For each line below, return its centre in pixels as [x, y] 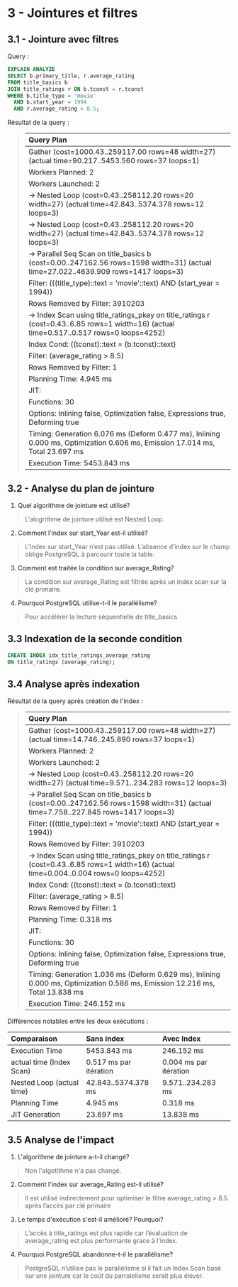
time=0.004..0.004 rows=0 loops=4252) [97, 873]
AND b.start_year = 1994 [50, 102]
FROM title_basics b [38, 82]
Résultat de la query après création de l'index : [75, 701]
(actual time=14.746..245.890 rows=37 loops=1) [111, 739]
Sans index [105, 1039]
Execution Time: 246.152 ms [76, 1004]
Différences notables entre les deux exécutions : [78, 1021]
